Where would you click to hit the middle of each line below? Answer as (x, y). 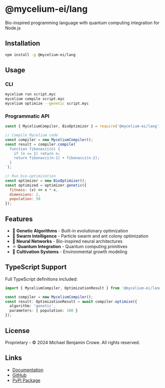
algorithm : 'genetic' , (33, 306)
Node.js (13, 28)
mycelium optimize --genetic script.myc (47, 104)
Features (19, 219)
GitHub (19, 375)
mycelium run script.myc (30, 95)
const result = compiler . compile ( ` (41, 144)
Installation (23, 44)
